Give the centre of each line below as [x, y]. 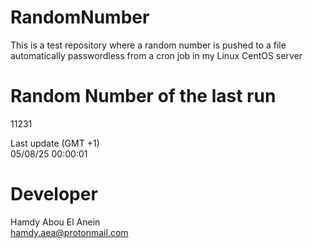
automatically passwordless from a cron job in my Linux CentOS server [156, 55]
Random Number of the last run [143, 96]
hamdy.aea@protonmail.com [69, 232]
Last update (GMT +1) [55, 143]
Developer [54, 194]
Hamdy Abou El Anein [55, 222]
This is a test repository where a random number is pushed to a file [148, 45]
